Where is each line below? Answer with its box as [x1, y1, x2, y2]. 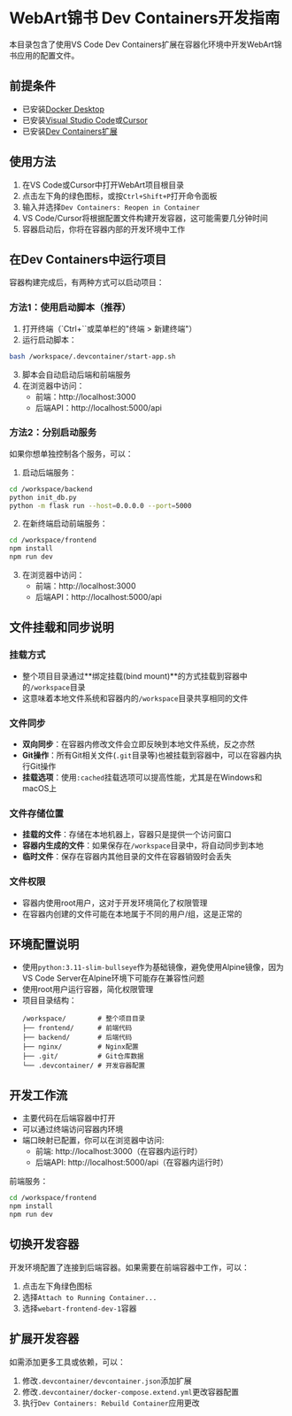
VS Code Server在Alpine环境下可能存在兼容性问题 [21, 973, 205, 983]
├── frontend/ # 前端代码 [21, 1024, 133, 1033]
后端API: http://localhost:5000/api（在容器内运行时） [35, 1157, 228, 1168]
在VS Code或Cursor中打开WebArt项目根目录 [21, 179, 184, 190]
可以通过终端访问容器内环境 [21, 1124, 124, 1135]
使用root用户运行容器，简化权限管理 [21, 984, 154, 995]
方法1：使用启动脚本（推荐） [9, 302, 131, 314]
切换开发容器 [9, 1236, 80, 1252]
